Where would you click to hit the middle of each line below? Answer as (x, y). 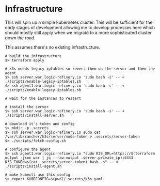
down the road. (20, 38)
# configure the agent (28, 149)
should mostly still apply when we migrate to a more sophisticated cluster (78, 32)
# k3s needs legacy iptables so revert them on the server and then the (80, 69)
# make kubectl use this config (38, 175)
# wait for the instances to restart (43, 98)
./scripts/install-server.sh (34, 115)
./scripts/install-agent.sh (33, 166)
